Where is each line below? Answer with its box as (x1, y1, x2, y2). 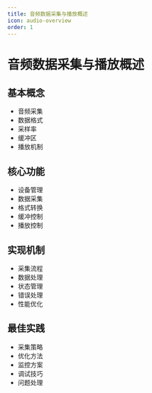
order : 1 (7, 23, 33, 31)
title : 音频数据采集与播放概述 (7, 10, 88, 18)
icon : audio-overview (7, 17, 72, 24)
